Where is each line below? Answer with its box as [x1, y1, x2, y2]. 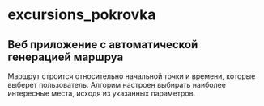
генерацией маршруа [7, 50, 124, 63]
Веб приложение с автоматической [7, 38, 198, 51]
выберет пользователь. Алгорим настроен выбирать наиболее [7, 80, 226, 89]
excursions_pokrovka [7, 6, 156, 24]
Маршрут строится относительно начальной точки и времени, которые [7, 71, 256, 81]
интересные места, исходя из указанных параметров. [7, 88, 196, 98]
